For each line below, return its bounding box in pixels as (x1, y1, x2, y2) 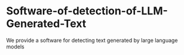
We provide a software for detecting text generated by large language (6, 36, 178, 44)
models (6, 43, 25, 50)
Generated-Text (6, 17, 87, 30)
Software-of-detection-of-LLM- (6, 4, 168, 18)
